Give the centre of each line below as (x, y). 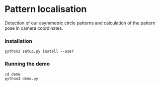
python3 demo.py (21, 79)
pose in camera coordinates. (34, 28)
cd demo (13, 74)
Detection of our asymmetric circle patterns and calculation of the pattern (80, 23)
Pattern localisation (46, 9)
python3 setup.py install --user (39, 51)
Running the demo (27, 64)
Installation (19, 41)
